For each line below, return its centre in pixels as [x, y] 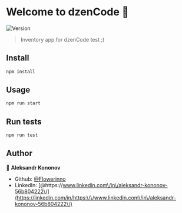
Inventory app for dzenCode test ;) [62, 39]
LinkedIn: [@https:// [39, 185]
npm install [21, 72]
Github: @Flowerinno [40, 179]
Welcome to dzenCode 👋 [67, 12]
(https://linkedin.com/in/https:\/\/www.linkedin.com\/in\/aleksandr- [95, 197]
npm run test [22, 135]
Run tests [24, 122]
